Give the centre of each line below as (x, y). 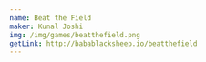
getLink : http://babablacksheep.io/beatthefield (103, 43)
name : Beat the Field (51, 18)
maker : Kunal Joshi (46, 26)
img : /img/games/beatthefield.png (75, 35)
